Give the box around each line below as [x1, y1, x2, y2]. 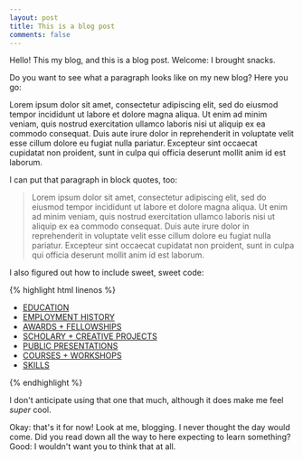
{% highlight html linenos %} [9, 285, 116, 296]
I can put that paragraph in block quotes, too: [9, 174, 178, 185]
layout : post [9, 13, 59, 23]
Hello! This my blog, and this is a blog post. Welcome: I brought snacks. [9, 55, 276, 66]
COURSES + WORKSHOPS [22, 350, 122, 362]
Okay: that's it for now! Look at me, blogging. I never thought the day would [9, 422, 291, 433]
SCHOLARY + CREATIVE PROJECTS [22, 331, 158, 342]
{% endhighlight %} [9, 377, 83, 389]
